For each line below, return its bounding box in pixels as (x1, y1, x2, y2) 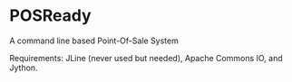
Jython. (9, 62, 38, 73)
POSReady (9, 5, 92, 26)
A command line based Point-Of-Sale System (9, 35, 179, 46)
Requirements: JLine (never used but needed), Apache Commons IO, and (9, 52, 283, 63)
